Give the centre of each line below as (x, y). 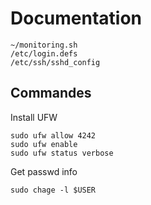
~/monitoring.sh (44, 45)
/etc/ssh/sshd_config (55, 62)
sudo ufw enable (44, 144)
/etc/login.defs (44, 53)
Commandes (51, 93)
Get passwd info (44, 171)
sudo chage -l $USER (53, 190)
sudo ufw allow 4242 (53, 135)
